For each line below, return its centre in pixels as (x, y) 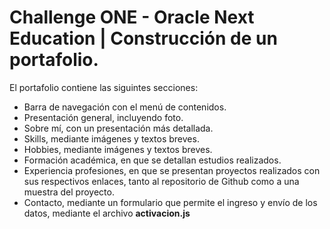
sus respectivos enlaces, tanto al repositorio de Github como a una (161, 181)
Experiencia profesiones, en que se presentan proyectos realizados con (172, 170)
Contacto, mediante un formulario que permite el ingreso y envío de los (170, 202)
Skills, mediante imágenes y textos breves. (111, 138)
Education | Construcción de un (143, 38)
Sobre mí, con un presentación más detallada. (118, 128)
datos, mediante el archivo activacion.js (107, 213)
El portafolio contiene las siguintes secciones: (104, 87)
